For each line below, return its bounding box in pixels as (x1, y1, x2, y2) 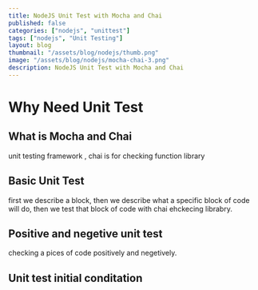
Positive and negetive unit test (8, 227, 163, 240)
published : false (8, 19, 66, 27)
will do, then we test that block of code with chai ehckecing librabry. (8, 204, 233, 213)
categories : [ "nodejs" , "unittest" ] (8, 26, 130, 34)
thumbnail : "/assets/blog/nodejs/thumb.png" (8, 49, 159, 57)
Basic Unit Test (8, 174, 85, 188)
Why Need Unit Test (8, 97, 144, 116)
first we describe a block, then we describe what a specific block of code (8, 195, 250, 205)
